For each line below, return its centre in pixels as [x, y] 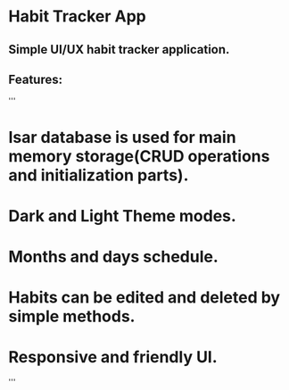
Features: [36, 79]
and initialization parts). [99, 175]
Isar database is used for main [123, 137]
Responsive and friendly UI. [113, 357]
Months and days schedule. [114, 257]
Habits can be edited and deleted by [144, 298]
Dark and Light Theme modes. [123, 216]
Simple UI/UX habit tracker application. [119, 50]
